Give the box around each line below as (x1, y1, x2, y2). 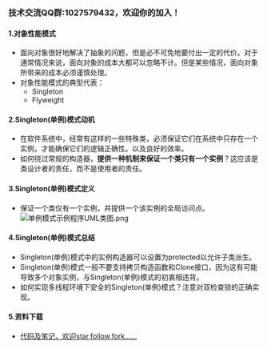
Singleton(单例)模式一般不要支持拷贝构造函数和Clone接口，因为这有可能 (19, 262, 258, 271)
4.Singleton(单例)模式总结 (8, 233, 96, 243)
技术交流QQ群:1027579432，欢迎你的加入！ (8, 6, 181, 18)
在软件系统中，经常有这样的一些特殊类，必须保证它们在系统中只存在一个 (19, 134, 258, 143)
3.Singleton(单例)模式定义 (8, 183, 95, 193)
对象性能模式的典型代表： (19, 78, 105, 87)
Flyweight (31, 95, 65, 105)
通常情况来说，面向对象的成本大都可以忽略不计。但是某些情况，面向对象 (19, 58, 258, 67)
